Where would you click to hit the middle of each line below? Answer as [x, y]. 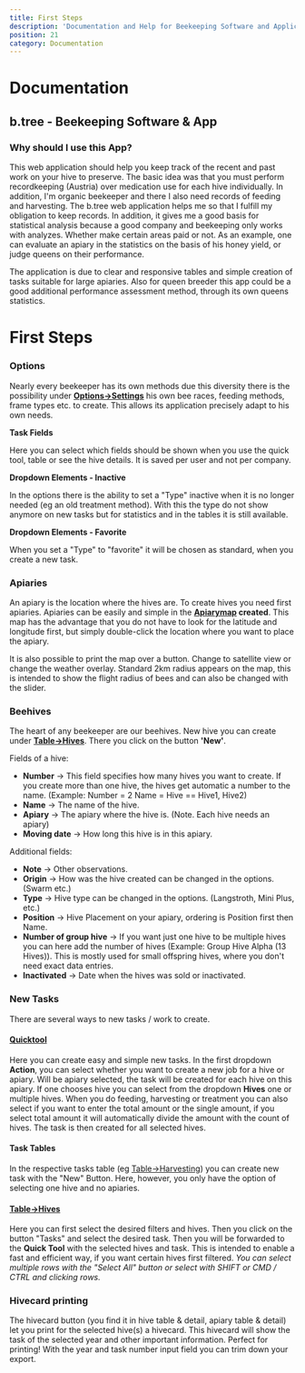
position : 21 [34, 35]
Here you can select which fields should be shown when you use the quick [149, 450]
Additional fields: [41, 852]
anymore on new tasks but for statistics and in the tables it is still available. [149, 514]
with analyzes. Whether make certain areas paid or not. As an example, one [151, 235]
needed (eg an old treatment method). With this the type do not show [139, 505]
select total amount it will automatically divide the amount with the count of [150, 1117]
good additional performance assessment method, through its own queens [149, 291]
